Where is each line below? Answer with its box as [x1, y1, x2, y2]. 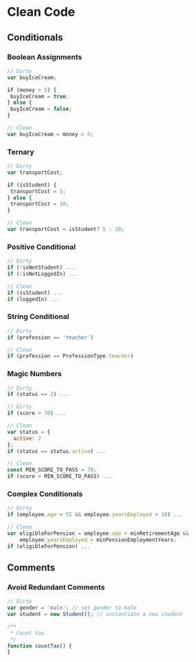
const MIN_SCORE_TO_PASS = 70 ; [7, 467, 97, 474]
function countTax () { [7, 642, 72, 650]
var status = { [7, 428, 51, 435]
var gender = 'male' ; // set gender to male [7, 604, 137, 612]
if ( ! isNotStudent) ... [7, 264, 76, 272]
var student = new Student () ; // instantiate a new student [7, 611, 184, 618]
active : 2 [13, 434, 41, 442]
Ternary [7, 147, 34, 157]
